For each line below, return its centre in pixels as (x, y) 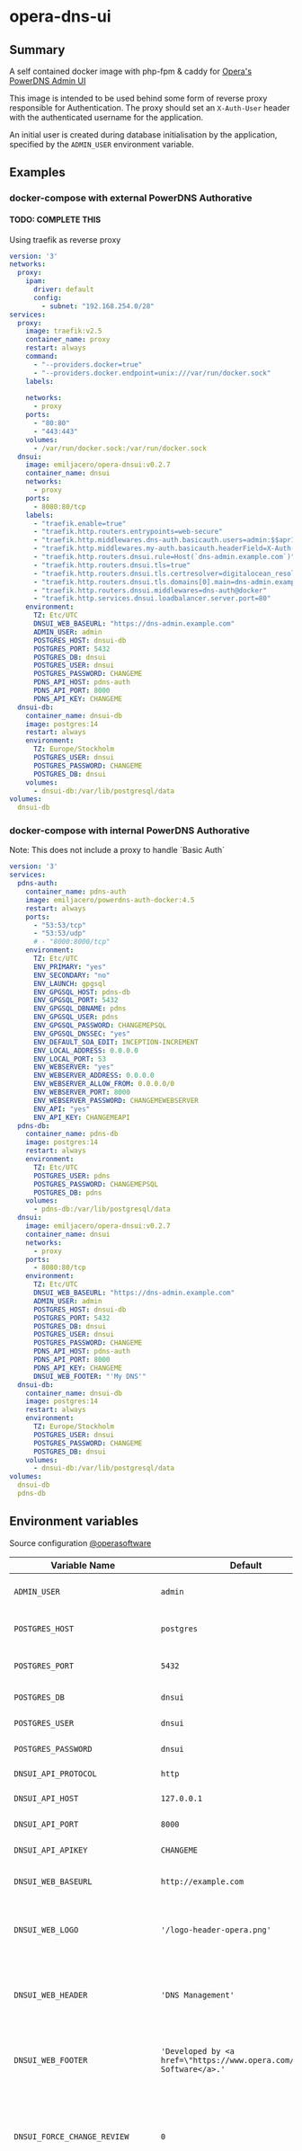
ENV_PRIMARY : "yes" (69, 967)
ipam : (36, 281)
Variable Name (83, 1565)
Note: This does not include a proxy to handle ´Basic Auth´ (117, 850)
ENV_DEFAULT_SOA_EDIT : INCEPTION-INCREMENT (116, 1042)
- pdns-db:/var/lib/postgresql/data (102, 1209)
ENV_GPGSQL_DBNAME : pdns (80, 1009)
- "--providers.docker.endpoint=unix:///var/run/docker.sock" (152, 373)
